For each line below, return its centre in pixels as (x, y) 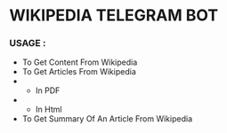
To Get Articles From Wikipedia (79, 72)
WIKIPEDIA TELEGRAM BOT (114, 16)
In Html (49, 110)
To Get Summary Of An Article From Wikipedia (107, 119)
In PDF (48, 90)
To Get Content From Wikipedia (80, 62)
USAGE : (28, 43)
